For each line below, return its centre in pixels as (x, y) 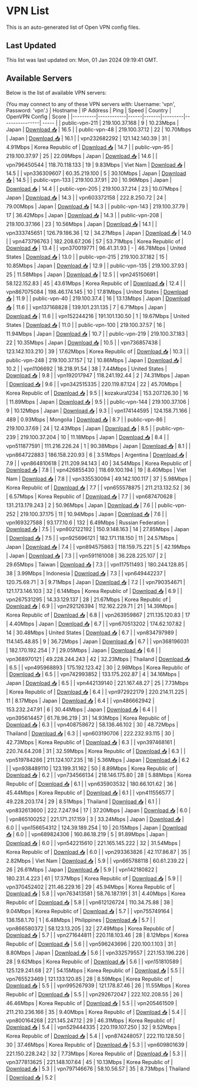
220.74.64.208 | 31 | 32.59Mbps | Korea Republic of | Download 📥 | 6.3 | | (96, 751)
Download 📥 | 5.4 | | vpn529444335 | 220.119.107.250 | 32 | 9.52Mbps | (93, 1027)
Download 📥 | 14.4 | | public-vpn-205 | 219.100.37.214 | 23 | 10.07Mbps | (94, 188)
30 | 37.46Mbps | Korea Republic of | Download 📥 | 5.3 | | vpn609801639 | (97, 1045)
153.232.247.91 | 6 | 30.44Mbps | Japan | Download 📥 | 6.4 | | (81, 709)
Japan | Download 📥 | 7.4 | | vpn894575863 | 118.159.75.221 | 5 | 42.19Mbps (98, 546)
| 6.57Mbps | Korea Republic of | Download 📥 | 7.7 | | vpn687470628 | (91, 496)
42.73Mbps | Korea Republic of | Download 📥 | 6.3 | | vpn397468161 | (91, 742)
